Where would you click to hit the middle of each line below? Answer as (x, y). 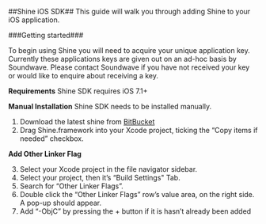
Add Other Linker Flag (45, 154)
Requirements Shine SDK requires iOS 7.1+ (78, 91)
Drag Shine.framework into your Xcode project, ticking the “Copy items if (139, 130)
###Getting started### (46, 35)
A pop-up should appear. (60, 203)
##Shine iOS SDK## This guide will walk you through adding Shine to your (129, 11)
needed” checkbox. (52, 139)
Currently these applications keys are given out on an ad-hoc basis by (123, 59)
